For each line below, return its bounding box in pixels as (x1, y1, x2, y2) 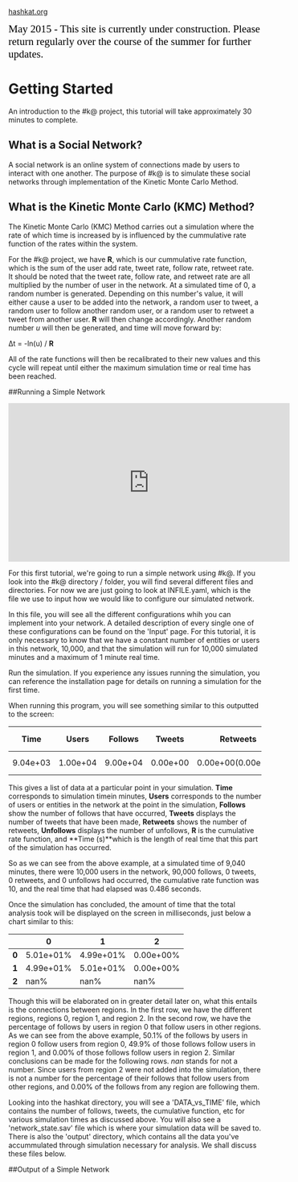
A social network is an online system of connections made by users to (8, 160, 240, 169)
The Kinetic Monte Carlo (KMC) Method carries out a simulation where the (8, 222, 255, 231)
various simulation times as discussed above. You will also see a (8, 1114, 221, 1124)
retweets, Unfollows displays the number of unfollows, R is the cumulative (8, 825, 255, 835)
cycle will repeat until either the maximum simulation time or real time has (8, 363, 251, 372)
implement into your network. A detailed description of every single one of (8, 618, 255, 628)
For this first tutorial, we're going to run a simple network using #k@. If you (8, 568, 255, 578)
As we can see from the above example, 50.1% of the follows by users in (8, 1031, 248, 1040)
